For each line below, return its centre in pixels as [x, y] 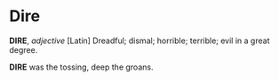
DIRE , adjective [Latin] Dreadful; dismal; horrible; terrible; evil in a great [139, 40]
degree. [24, 49]
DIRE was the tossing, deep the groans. [81, 67]
